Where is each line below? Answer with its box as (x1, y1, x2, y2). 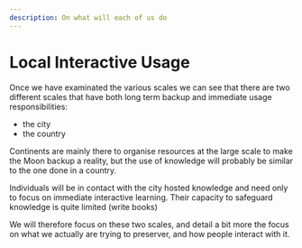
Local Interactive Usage (9, 51, 191, 72)
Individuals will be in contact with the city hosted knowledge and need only (9, 182, 288, 193)
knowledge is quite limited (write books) (9, 201, 158, 212)
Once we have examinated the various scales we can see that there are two (9, 82, 290, 93)
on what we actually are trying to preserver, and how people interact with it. (9, 228, 290, 239)
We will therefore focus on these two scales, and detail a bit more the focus (9, 218, 290, 230)
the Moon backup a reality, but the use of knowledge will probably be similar (9, 155, 294, 166)
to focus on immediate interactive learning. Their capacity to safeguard (9, 191, 273, 203)
